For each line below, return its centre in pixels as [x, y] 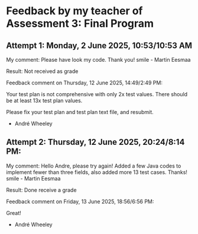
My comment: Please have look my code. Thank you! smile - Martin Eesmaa [98, 60]
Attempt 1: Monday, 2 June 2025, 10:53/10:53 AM [99, 45]
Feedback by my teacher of [74, 11]
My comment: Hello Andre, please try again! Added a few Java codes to [94, 166]
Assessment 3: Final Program [80, 23]
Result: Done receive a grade [41, 190]
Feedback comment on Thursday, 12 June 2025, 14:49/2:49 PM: [84, 83]
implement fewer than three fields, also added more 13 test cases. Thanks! [97, 172]
